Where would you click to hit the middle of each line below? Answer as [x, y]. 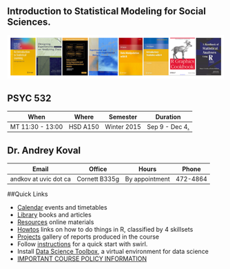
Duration [168, 117]
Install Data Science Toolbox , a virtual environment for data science [113, 252]
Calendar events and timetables [62, 208]
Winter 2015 [123, 126]
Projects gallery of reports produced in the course [88, 237]
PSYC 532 [29, 98]
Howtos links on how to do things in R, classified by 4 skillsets [105, 230]
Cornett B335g [98, 179]
